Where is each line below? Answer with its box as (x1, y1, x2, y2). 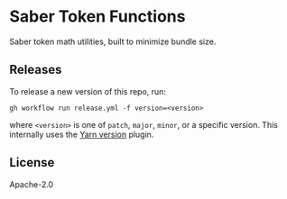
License (9, 155, 55, 170)
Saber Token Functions (9, 6, 186, 27)
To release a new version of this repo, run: (9, 86, 167, 96)
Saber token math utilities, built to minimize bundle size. (9, 36, 217, 47)
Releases (9, 62, 62, 77)
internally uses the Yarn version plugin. (9, 129, 154, 140)
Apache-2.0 (9, 178, 54, 190)
